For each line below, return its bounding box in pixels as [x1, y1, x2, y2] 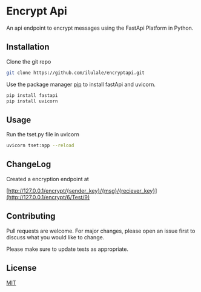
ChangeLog [6, 159, 51, 170]
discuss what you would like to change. [6, 233, 105, 241]
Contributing [6, 211, 56, 222]
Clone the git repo [6, 58, 51, 65]
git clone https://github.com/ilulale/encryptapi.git [6, 70, 145, 76]
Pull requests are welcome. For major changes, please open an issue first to [6, 227, 196, 234]
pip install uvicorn [6, 98, 59, 104]
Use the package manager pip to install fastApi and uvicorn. [6, 81, 156, 88]
